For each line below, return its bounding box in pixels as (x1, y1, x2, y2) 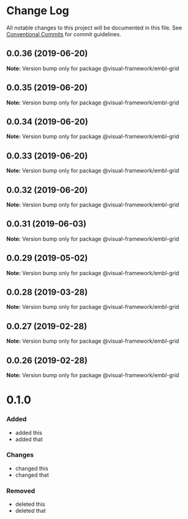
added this (15, 429, 43, 436)
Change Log (6, 4, 69, 18)
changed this (15, 464, 49, 472)
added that (15, 435, 43, 443)
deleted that (15, 507, 46, 515)
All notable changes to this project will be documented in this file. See (6, 24, 182, 31)
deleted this (15, 501, 45, 508)
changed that (15, 471, 49, 478)
